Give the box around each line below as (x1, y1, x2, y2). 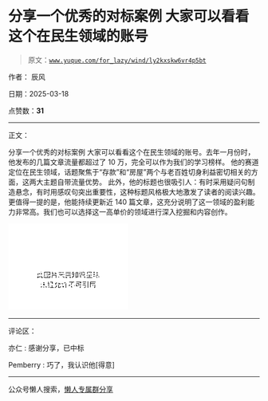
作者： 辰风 (8, 72, 45, 81)
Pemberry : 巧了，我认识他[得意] (8, 360, 115, 369)
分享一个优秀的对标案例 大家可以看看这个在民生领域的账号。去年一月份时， (8, 147, 255, 156)
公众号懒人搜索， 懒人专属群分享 (8, 384, 113, 394)
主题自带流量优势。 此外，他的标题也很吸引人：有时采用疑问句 (42, 177, 248, 187)
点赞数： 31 (8, 105, 45, 116)
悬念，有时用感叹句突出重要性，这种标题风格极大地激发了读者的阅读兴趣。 (14, 187, 260, 196)
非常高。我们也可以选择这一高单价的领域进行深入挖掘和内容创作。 (14, 206, 232, 216)
